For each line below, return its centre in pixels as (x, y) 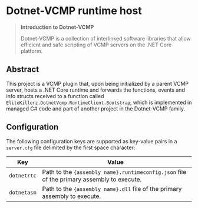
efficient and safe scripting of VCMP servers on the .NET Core (96, 45)
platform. (32, 51)
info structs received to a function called (55, 96)
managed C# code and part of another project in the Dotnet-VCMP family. (96, 108)
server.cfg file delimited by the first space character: (71, 147)
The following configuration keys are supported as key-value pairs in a (92, 141)
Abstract (23, 70)
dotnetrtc (23, 175)
